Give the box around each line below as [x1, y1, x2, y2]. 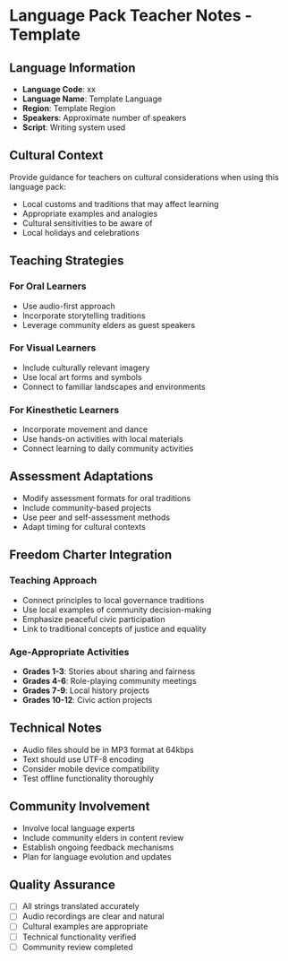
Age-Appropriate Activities [9, 645, 130, 658]
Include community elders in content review [21, 832, 184, 843]
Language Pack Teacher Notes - [9, 5, 253, 26]
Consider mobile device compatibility [21, 763, 160, 774]
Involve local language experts [21, 822, 136, 834]
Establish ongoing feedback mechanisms [21, 842, 174, 853]
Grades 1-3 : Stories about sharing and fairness [21, 665, 196, 677]
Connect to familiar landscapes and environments [21, 381, 206, 392]
